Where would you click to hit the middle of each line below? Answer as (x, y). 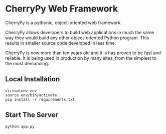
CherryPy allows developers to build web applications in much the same (80, 32)
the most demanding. (27, 63)
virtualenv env (21, 91)
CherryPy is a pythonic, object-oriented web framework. (63, 23)
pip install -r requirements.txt (40, 99)
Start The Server (32, 115)
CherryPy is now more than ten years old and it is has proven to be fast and (83, 53)
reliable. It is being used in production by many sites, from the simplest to (81, 58)
